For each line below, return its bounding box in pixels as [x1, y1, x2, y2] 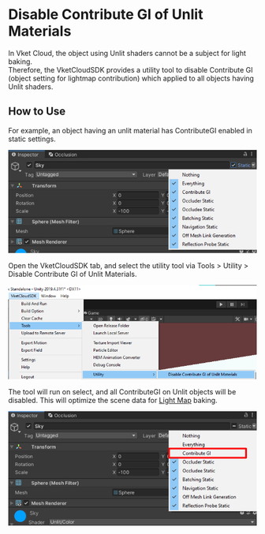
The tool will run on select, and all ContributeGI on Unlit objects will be [8, 387, 237, 397]
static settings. [8, 134, 57, 144]
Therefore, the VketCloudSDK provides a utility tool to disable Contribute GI [8, 65, 254, 74]
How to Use [8, 105, 66, 118]
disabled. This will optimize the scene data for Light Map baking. [8, 396, 218, 405]
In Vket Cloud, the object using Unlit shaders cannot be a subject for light [8, 48, 247, 58]
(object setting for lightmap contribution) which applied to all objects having [8, 73, 255, 83]
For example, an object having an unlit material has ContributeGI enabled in [8, 125, 252, 135]
